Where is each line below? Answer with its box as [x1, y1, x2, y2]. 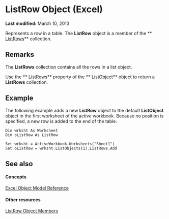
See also [5, 159, 33, 168]
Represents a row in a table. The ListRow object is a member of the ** [5, 30, 152, 36]
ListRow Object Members [5, 208, 59, 214]
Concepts [5, 174, 26, 180]
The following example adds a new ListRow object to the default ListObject [5, 107, 164, 113]
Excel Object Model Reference [5, 185, 69, 191]
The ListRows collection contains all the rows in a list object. [5, 64, 132, 70]
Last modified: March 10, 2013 [5, 20, 70, 26]
